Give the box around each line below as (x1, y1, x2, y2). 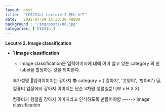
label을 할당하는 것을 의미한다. (20, 67, 80, 73)
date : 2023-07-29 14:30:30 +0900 (5, 17, 80, 22)
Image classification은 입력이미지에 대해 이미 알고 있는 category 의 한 (20, 60, 160, 66)
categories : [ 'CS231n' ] (5, 26, 56, 31)
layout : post (5, 7, 33, 13)
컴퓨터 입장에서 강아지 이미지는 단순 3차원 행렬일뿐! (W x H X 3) (12, 86, 140, 92)
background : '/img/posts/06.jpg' (5, 21, 78, 27)
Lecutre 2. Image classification (5, 40, 72, 46)
